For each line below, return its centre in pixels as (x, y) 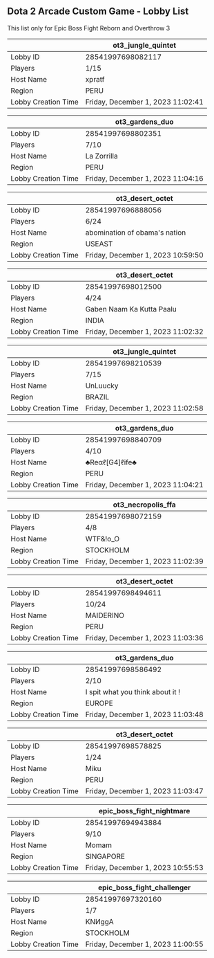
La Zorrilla (102, 156)
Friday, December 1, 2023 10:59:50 (144, 255)
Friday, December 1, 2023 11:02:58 (144, 408)
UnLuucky (102, 386)
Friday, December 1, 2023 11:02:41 (144, 102)
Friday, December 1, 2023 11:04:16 (144, 178)
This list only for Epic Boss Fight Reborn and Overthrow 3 (89, 28)
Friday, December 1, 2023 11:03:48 (144, 714)
